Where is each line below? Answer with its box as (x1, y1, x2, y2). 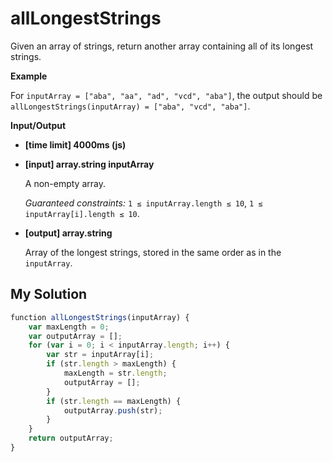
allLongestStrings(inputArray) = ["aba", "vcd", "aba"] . (10, 100, 251, 112)
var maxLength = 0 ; (28, 322, 110, 332)
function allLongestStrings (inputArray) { (10, 312, 190, 322)
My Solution (10, 286, 88, 303)
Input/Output (10, 119, 67, 131)
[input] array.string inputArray (24, 158, 155, 170)
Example (10, 70, 48, 82)
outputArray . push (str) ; (63, 405, 163, 416)
